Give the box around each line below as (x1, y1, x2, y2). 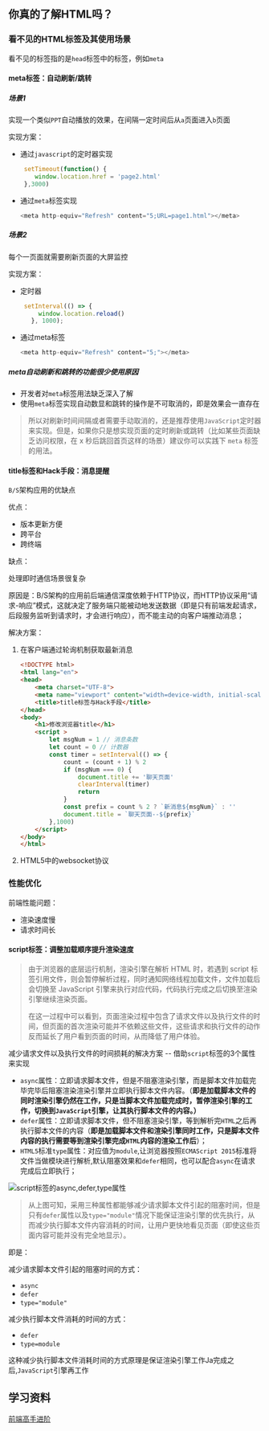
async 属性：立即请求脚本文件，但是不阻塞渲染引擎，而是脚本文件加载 (19, 1075, 250, 1085)
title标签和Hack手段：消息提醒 (8, 465, 110, 476)
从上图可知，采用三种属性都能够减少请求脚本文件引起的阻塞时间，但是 (27, 1200, 261, 1209)
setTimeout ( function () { (23, 166, 107, 174)
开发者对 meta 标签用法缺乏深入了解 (19, 389, 134, 399)
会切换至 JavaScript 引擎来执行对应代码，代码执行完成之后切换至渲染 (27, 983, 258, 994)
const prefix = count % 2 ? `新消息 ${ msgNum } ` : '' (63, 803, 237, 812)
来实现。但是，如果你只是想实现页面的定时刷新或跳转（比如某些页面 (27, 426, 254, 435)
